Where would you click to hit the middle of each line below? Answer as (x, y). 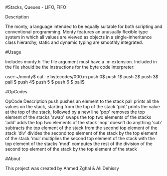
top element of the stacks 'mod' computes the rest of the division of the (79, 144)
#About (13, 159)
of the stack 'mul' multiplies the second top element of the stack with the (80, 138)
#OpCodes (16, 91)
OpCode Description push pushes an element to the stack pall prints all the (82, 101)
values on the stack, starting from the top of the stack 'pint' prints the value (83, 106)
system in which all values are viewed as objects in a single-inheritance (79, 37)
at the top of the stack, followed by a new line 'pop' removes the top (75, 112)
